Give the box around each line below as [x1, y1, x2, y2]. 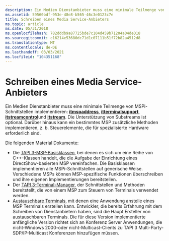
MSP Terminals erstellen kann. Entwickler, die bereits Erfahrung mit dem [12, 203, 162, 209]
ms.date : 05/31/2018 [5, 26, 49, 31]
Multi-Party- [138, 225, 164, 231]
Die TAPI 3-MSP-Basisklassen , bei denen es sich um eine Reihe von [12, 150, 153, 156]
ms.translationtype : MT [5, 40, 55, 45]
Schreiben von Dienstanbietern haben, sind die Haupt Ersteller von [12, 209, 151, 215]
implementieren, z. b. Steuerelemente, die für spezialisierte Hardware [5, 125, 149, 131]
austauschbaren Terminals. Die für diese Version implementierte [12, 214, 146, 220]
